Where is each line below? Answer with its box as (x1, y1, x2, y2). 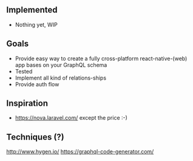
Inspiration (6, 98, 49, 109)
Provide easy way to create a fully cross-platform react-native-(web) (15, 55, 188, 62)
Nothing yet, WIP (15, 21, 58, 28)
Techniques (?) (6, 132, 65, 142)
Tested (15, 67, 33, 75)
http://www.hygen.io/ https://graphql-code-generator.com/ (6, 148, 154, 156)
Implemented (6, 5, 58, 15)
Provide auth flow (15, 80, 59, 87)
